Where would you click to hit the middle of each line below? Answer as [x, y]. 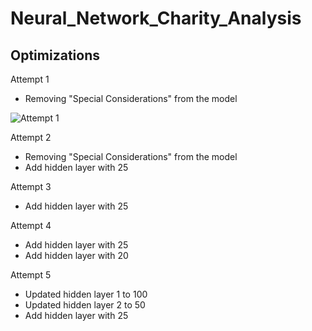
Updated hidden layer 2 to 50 [85, 305]
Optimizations [55, 55]
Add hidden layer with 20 [76, 255]
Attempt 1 [30, 79]
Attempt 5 [31, 275]
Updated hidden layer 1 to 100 [86, 294]
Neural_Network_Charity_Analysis [156, 18]
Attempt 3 [31, 186]
